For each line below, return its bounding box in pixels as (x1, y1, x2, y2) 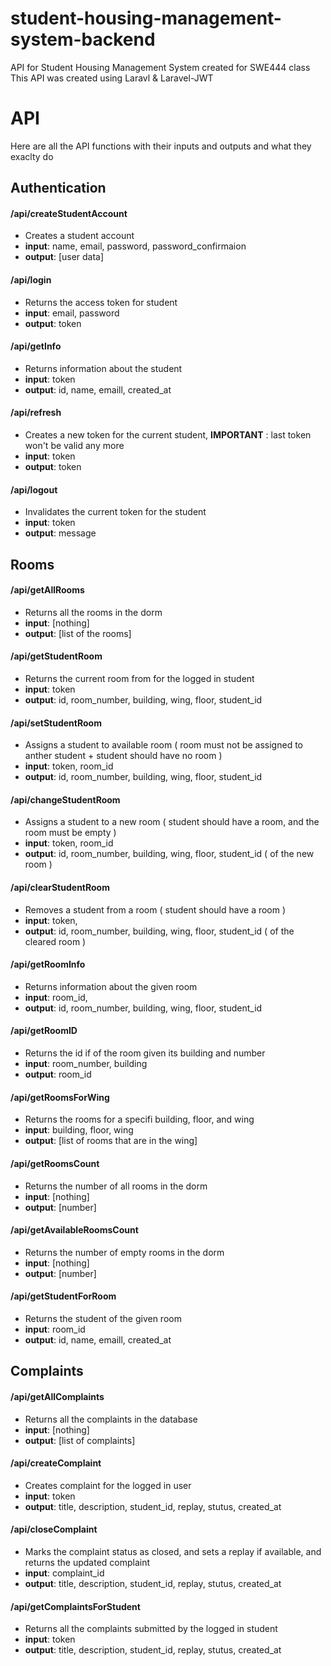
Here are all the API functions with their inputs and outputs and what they (10, 140, 312, 152)
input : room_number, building (24, 1058, 148, 1070)
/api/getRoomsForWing (10, 1091, 110, 1103)
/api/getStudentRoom (10, 650, 103, 662)
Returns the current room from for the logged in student (24, 673, 255, 685)
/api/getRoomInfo (10, 958, 86, 971)
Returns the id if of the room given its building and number (24, 1047, 266, 1059)
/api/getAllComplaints (10, 1390, 105, 1402)
